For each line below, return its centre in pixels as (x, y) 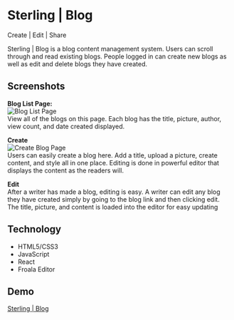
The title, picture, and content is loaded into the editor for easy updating (113, 207)
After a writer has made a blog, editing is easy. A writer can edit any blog (114, 192)
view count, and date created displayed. (66, 126)
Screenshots (36, 87)
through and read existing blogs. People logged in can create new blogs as (117, 56)
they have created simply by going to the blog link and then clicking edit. (114, 199)
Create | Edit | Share (37, 35)
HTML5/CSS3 (38, 247)
